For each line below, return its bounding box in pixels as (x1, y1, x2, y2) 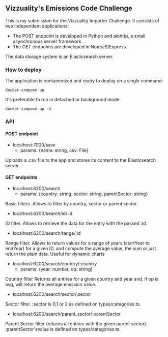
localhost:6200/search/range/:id (12, 230, 81, 236)
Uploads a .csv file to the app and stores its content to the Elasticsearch (5, 157, 156, 163)
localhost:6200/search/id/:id (12, 210, 73, 217)
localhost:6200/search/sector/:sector (12, 291, 92, 297)
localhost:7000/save (12, 142, 56, 148)
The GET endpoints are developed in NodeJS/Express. (12, 43, 127, 50)
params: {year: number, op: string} (20, 266, 93, 272)
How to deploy (5, 66, 42, 73)
